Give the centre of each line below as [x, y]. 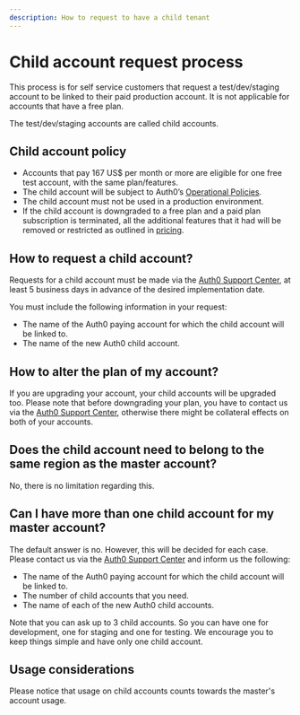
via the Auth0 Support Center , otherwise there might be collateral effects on [149, 412]
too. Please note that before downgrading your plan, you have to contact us [149, 403]
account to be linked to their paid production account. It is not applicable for [150, 96]
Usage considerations [72, 670]
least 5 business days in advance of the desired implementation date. [137, 290]
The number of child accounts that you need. [106, 595]
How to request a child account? [101, 258]
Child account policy [68, 151]
